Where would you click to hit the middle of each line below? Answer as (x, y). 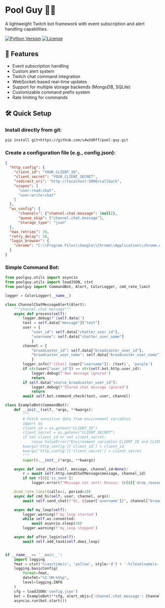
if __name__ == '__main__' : (34, 555)
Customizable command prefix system (51, 92)
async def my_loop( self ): (41, 510)
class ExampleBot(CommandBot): (37, 405)
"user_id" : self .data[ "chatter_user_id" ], (75, 332)
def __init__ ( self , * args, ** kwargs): (54, 410)
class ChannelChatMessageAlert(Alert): (46, 304)
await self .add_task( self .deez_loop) (61, 541)
